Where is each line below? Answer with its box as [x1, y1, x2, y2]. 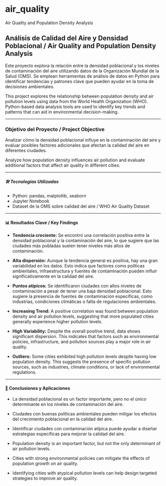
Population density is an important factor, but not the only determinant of [12, 441, 161, 447]
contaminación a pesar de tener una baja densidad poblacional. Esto [12, 288, 152, 294]
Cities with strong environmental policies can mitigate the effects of [12, 455, 150, 461]
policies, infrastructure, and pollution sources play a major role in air [12, 339, 151, 345]
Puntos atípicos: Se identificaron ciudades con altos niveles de [12, 283, 142, 289]
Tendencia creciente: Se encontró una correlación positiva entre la [12, 232, 150, 238]
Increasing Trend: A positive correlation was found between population [12, 308, 159, 314]
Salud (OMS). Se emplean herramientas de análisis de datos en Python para [5, 73, 160, 79]
